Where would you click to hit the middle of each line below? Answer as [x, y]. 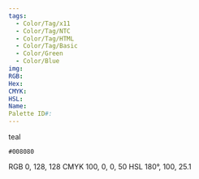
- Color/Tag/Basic [47, 46]
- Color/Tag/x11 [43, 23]
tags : [17, 16]
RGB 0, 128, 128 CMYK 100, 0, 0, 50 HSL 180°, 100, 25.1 [100, 166]
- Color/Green [39, 53]
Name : [17, 106]
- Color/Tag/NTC [43, 31]
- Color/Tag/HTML [45, 38]
